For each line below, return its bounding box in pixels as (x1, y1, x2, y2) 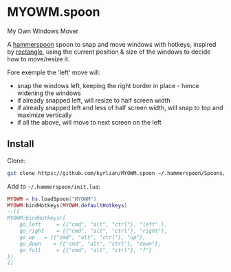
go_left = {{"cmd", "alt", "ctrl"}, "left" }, (19, 221, 168, 228)
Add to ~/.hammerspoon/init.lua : (7, 182, 101, 190)
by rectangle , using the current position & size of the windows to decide (7, 48, 211, 56)
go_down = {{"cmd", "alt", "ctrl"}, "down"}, (19, 240, 162, 247)
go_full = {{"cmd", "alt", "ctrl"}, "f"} (19, 247, 153, 253)
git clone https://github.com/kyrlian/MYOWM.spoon (7, 169, 155, 176)
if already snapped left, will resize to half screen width (16, 96, 170, 104)
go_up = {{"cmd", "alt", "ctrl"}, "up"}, (19, 233, 146, 241)
